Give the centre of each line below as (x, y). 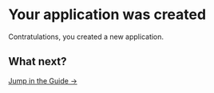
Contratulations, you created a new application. (86, 37)
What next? (38, 62)
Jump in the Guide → (43, 80)
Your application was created (107, 15)
